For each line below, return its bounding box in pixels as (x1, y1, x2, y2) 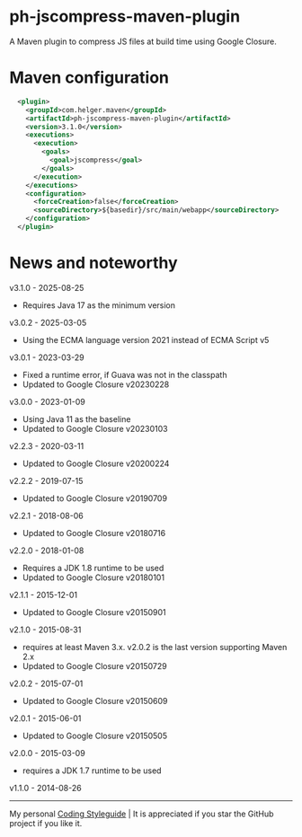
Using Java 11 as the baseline (22, 413, 131, 424)
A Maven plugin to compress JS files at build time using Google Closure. (9, 36, 277, 47)
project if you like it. (9, 817, 83, 828)
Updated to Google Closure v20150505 (22, 730, 168, 741)
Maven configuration (9, 67, 169, 88)
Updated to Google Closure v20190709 (22, 492, 168, 504)
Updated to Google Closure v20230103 (22, 423, 168, 434)
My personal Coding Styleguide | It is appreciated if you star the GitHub (9, 808, 274, 819)
